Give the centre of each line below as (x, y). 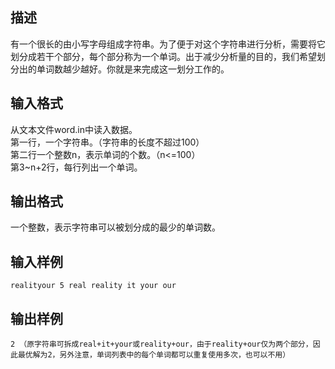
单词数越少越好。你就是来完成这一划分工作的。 (133, 69)
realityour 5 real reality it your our (93, 286)
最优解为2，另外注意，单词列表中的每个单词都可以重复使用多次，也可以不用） (154, 355)
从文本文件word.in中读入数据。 (74, 129)
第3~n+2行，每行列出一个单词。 (76, 167)
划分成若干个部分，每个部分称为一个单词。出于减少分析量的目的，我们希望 (163, 56)
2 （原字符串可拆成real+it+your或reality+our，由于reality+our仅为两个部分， (161, 344)
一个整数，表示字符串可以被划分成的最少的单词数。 (115, 227)
